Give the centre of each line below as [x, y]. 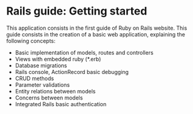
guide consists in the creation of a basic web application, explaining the [96, 34]
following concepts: [31, 41]
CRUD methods [35, 78]
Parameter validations [42, 85]
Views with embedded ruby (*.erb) [58, 59]
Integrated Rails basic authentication [61, 104]
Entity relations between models [55, 91]
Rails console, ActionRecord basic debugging [72, 72]
